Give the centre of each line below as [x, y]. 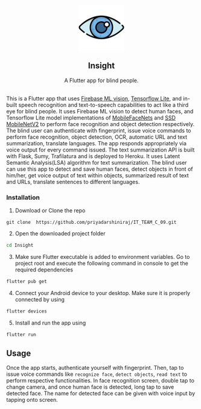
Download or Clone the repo [50, 211]
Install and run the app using [50, 323]
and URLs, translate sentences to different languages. [73, 182]
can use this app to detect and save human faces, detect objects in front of [100, 169]
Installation [23, 197]
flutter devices [27, 311]
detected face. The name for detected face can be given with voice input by [101, 393]
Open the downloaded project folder [60, 233]
